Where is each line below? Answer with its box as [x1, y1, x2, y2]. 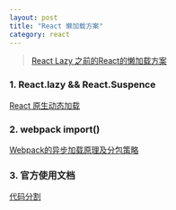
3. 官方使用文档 [9, 169, 76, 181]
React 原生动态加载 [9, 100, 81, 110]
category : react [9, 30, 70, 39]
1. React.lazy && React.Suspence [9, 78, 156, 91]
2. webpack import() [9, 123, 101, 136]
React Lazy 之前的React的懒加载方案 [31, 56, 168, 66]
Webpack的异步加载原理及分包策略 [9, 144, 139, 155]
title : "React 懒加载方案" [9, 22, 103, 31]
